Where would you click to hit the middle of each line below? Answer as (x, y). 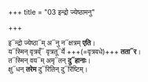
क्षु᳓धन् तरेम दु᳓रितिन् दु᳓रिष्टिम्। (48, 69)
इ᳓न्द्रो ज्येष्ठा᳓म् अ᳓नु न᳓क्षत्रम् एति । (52, 43)
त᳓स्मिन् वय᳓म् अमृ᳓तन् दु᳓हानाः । (50, 60)
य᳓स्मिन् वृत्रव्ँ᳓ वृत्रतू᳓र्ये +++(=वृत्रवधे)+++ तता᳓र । (75, 52)
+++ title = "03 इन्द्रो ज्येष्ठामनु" (52, 12)
